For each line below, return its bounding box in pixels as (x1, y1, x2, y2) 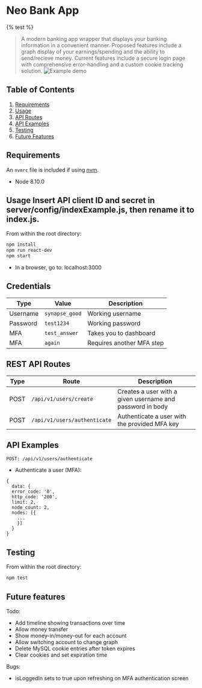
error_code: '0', (11, 489, 55, 495)
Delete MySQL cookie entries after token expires (14, 645, 135, 652)
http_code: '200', (11, 494, 58, 500)
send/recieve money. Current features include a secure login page (20, 54, 185, 61)
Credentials (6, 281, 51, 292)
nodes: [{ (11, 510, 36, 516)
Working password (87, 319, 141, 327)
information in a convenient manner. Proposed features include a (20, 42, 182, 49)
